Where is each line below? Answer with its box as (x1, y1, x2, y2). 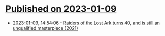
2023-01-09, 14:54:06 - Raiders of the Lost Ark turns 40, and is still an (12, 20, 160, 26)
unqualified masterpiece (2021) (12, 25, 78, 31)
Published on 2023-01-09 (5, 3, 117, 15)
